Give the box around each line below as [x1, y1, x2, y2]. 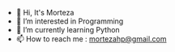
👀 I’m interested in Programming [15, 16, 124, 26]
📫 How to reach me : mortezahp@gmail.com [15, 34, 167, 44]
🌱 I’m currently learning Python [15, 25, 120, 34]
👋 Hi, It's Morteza [15, 8, 75, 17]
